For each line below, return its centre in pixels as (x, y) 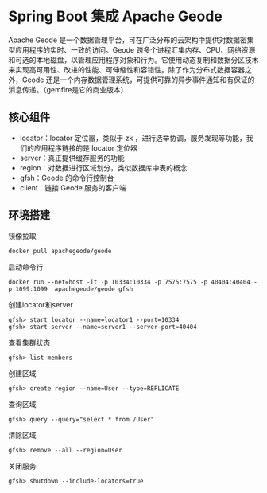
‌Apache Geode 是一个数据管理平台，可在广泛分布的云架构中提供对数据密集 (131, 40)
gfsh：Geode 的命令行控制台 (67, 178)
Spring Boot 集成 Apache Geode (115, 16)
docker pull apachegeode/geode (60, 251)
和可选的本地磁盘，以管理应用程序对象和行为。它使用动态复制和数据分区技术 (133, 60)
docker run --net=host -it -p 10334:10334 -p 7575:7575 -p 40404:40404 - (133, 282)
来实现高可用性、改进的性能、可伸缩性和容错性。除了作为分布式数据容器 (126, 69)
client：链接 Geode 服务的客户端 (73, 187)
